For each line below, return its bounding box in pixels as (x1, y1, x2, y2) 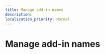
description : (5, 12, 32, 17)
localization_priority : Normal (5, 16, 70, 21)
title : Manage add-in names (5, 7, 64, 12)
